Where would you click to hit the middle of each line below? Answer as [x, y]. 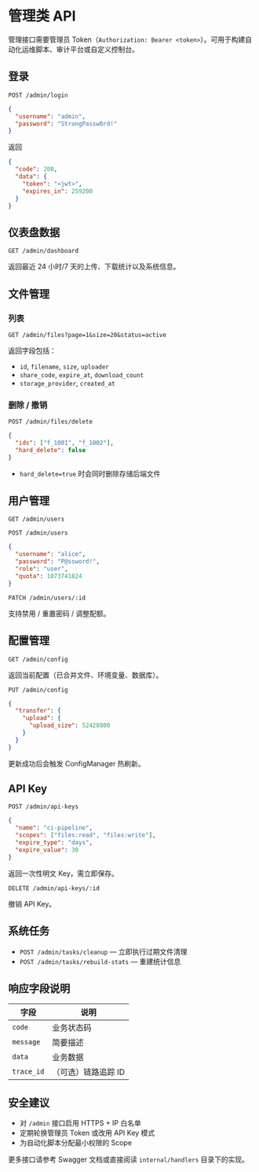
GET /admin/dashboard [44, 251]
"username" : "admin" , [51, 116]
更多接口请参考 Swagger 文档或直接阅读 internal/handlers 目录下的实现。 [129, 1159]
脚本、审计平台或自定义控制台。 [87, 49]
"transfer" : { [38, 711]
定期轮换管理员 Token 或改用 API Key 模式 [87, 1133]
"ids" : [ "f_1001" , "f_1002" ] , [64, 443]
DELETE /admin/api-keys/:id [54, 888]
